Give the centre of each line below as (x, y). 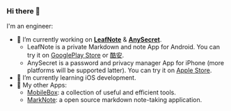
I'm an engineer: (30, 26)
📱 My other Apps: (42, 85)
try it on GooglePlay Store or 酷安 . (75, 55)
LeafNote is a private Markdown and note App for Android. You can (124, 47)
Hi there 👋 (24, 11)
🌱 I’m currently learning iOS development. (76, 78)
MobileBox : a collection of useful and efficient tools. (102, 92)
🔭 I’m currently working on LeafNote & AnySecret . (89, 40)
